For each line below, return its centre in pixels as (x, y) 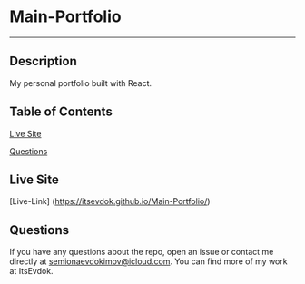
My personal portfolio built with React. (81, 83)
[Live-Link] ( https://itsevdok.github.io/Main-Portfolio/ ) (110, 201)
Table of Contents (61, 112)
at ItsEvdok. (31, 271)
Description (43, 61)
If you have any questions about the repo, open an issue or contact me (142, 252)
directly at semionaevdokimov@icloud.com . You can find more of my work (148, 261)
